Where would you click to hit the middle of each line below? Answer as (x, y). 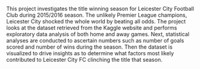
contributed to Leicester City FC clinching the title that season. (84, 60)
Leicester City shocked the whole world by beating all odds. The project (96, 21)
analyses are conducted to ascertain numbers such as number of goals (95, 40)
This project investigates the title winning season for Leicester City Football (100, 9)
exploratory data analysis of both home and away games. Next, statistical (98, 34)
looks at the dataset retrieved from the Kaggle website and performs (92, 28)
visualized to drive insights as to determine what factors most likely (90, 53)
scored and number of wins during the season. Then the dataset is (89, 47)
